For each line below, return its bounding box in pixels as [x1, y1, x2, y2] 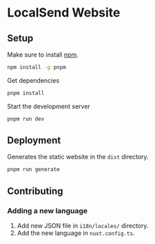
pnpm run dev [7, 115, 45, 122]
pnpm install [7, 90, 45, 96]
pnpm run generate [7, 166, 60, 173]
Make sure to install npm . [7, 50, 79, 59]
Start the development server [7, 102, 91, 110]
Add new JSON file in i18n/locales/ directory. [17, 222, 149, 230]
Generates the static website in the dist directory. [7, 153, 149, 161]
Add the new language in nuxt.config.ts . [17, 229, 135, 237]
